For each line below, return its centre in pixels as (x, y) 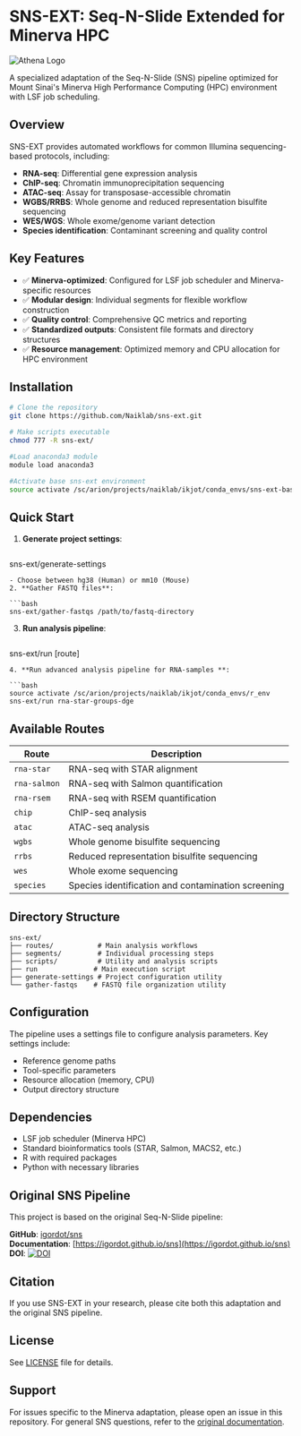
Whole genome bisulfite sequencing (145, 842)
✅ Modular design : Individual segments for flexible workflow (135, 299)
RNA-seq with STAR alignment (133, 769)
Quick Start (42, 517)
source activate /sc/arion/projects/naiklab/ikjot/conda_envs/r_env (140, 694)
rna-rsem (32, 798)
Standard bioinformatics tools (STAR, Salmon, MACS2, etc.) (132, 1149)
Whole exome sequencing (123, 871)
